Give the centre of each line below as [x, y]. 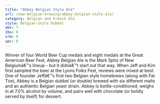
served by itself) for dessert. [34, 96]
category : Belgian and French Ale [40, 18]
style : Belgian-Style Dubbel [35, 23]
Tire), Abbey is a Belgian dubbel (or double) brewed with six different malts [80, 81]
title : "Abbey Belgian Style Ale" [40, 9]
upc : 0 [12, 41]
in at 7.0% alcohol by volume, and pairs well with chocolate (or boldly [74, 91]
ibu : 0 [12, 32]
